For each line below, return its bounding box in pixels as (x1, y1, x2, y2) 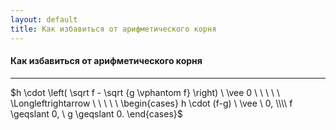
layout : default (10, 14, 78, 25)
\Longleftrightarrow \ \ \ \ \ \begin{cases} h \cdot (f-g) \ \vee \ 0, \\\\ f (10, 97, 293, 109)
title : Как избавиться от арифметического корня (10, 24, 217, 34)
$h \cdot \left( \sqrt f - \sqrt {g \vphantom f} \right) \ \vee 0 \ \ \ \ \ (10, 86, 281, 98)
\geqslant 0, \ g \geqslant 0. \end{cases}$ (10, 107, 183, 120)
